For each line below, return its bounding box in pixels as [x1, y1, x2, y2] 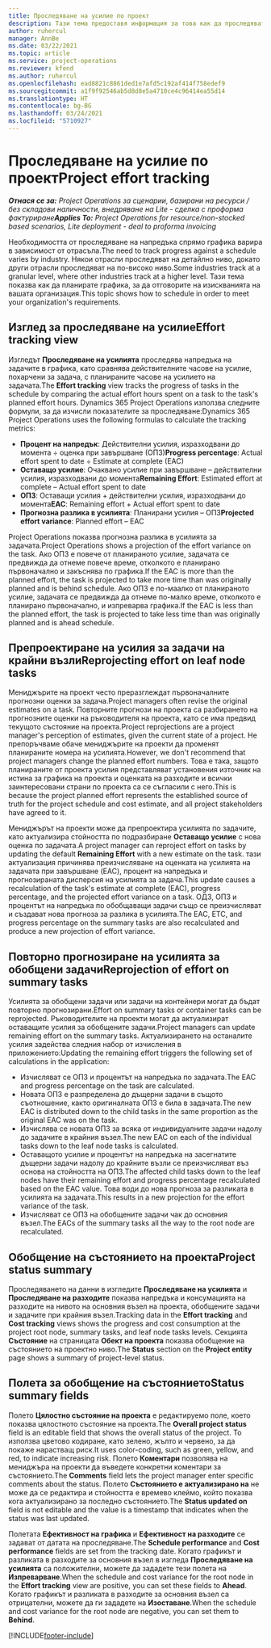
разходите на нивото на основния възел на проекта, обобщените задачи [8, 1301, 261, 1311]
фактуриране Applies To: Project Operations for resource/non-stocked [8, 212, 245, 222]
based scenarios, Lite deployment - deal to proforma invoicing [8, 221, 216, 231]
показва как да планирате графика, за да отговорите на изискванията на [8, 280, 261, 289]
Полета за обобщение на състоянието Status [8, 1377, 244, 1390]
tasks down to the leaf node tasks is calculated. [19, 1141, 179, 1151]
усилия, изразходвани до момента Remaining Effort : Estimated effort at [19, 473, 263, 483]
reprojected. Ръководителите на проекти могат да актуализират [8, 1014, 229, 1024]
